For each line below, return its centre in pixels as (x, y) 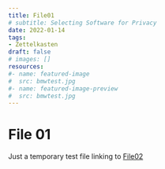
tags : (17, 37)
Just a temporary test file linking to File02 (76, 156)
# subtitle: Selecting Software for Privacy (82, 23)
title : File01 (32, 15)
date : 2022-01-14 (37, 30)
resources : (26, 67)
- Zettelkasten (33, 45)
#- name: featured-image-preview (63, 88)
